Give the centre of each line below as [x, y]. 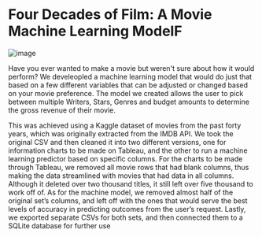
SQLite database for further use [59, 225]
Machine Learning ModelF [95, 31]
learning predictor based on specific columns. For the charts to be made [125, 158]
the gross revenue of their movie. [62, 110]
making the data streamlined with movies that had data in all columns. [121, 176]
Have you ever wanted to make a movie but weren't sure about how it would [131, 68]
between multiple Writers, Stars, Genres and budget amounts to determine [129, 102]
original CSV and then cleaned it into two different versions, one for [117, 142]
